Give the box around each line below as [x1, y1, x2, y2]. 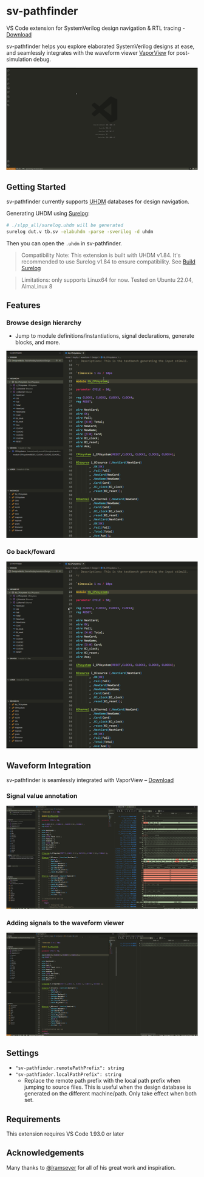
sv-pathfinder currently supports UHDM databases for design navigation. [6, 198, 189, 205]
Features [6, 300, 41, 311]
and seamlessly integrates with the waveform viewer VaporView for [6, 49, 175, 56]
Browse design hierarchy [6, 318, 82, 327]
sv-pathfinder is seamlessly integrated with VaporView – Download [6, 776, 174, 783]
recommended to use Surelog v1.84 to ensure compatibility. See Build [21, 257, 195, 265]
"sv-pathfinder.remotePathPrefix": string [15, 1065, 124, 1072]
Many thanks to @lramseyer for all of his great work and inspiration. [6, 1164, 176, 1171]
